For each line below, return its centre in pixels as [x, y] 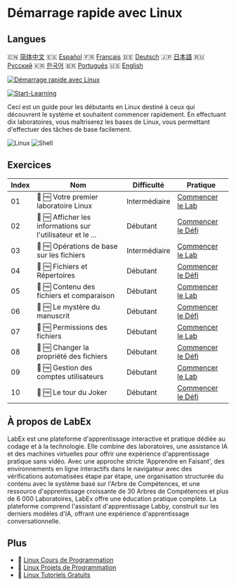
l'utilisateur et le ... [67, 235]
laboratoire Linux [65, 206]
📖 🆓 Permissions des [72, 327]
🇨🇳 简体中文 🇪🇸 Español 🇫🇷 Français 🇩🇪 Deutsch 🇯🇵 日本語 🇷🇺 [106, 57]
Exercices [29, 165]
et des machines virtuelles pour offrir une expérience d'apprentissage [108, 454]
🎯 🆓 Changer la [63, 347]
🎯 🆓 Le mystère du [68, 306]
